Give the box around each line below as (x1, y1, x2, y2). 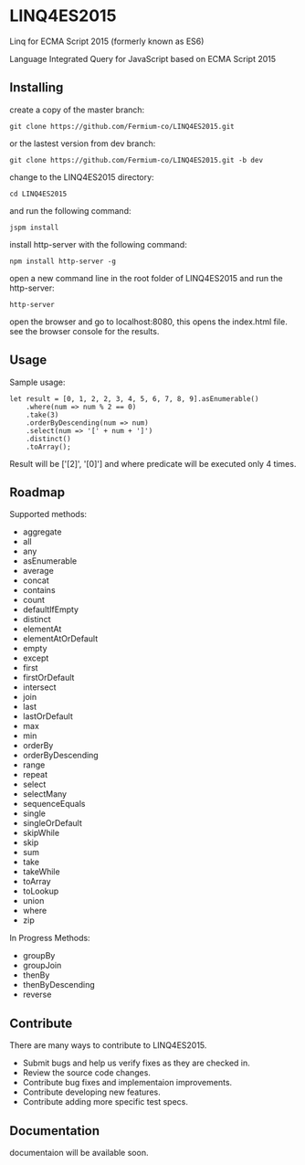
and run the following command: (9, 205, 131, 216)
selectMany (22, 789, 67, 800)
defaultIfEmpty (22, 604, 79, 615)
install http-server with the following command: (9, 238, 187, 249)
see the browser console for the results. (9, 325, 160, 336)
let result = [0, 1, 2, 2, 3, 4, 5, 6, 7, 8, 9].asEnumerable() (9, 394, 259, 403)
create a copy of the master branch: (9, 104, 145, 115)
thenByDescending (22, 980, 96, 990)
